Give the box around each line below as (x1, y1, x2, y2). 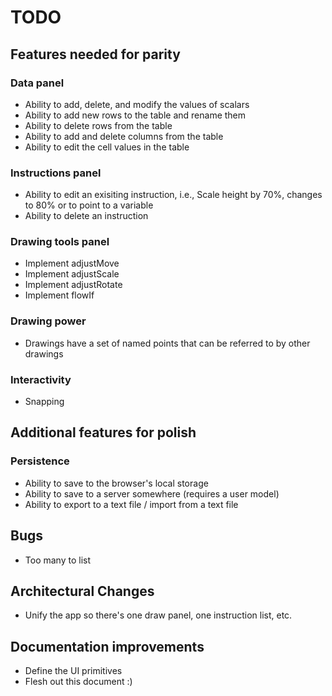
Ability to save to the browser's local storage (24, 477, 209, 489)
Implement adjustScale (24, 268, 120, 280)
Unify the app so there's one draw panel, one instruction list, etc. (24, 609, 293, 621)
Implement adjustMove (24, 257, 120, 270)
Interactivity (10, 372, 72, 386)
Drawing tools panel (10, 235, 110, 249)
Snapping (24, 396, 65, 408)
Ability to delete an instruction (24, 210, 149, 222)
